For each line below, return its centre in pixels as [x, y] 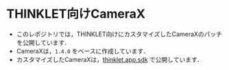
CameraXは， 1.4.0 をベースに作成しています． [83, 51]
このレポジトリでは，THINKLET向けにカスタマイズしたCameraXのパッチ [119, 34]
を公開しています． [43, 42]
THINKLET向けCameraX [76, 14]
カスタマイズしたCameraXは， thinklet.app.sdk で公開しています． [110, 59]
